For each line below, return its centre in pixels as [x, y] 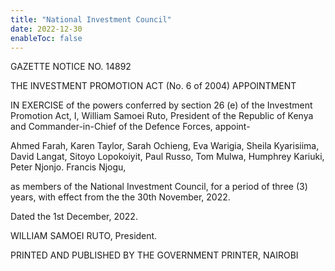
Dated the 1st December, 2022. [74, 217]
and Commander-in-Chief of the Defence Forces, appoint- [130, 127]
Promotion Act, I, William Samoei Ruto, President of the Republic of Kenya [162, 116]
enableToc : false [46, 38]
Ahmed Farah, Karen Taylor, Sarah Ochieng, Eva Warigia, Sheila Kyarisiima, [165, 146]
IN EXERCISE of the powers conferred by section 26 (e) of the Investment [161, 105]
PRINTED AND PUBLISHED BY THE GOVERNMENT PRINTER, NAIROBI [154, 255]
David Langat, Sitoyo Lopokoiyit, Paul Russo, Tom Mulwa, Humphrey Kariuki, [167, 157]
